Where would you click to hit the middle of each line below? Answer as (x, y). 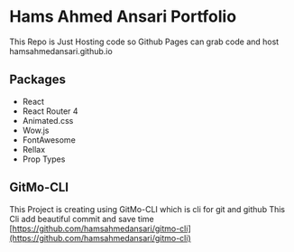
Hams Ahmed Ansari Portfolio (123, 17)
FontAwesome (49, 140)
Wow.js (36, 130)
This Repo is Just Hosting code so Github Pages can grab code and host (144, 42)
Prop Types (44, 159)
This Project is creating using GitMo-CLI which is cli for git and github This (147, 209)
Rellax (34, 149)
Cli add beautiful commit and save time (82, 219)
